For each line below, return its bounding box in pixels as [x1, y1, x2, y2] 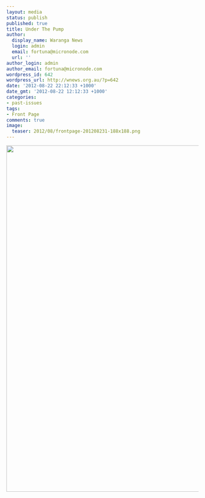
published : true [6, 20, 48, 26]
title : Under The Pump [6, 26, 64, 32]
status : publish [6, 15, 48, 21]
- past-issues [6, 100, 43, 106]
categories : [6, 94, 37, 100]
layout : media [6, 9, 43, 15]
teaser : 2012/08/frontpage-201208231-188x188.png [12, 128, 140, 134]
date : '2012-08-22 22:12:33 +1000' [6, 83, 97, 89]
